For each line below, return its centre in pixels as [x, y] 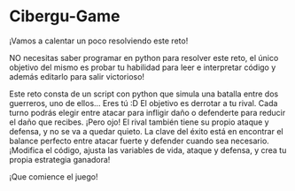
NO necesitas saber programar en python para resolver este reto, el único [144, 57]
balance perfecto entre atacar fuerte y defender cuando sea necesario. [140, 141]
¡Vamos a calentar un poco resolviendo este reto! [99, 41]
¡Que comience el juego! [54, 176]
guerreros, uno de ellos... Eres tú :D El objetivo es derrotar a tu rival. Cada [144, 103]
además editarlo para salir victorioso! [77, 76]
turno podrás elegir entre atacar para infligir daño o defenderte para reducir [147, 112]
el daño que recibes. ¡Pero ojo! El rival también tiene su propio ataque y [139, 122]
